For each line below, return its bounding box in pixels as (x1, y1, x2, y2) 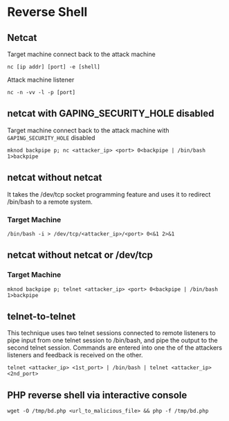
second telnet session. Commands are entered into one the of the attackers (7, 343, 223, 352)
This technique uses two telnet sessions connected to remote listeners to (7, 329, 216, 337)
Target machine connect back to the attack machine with (7, 126, 170, 134)
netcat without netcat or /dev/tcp (7, 249, 154, 261)
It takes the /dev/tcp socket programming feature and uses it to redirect (7, 190, 211, 198)
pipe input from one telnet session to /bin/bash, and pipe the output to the (7, 337, 218, 345)
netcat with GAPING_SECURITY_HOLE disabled (7, 108, 214, 120)
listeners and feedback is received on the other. (7, 351, 143, 359)
